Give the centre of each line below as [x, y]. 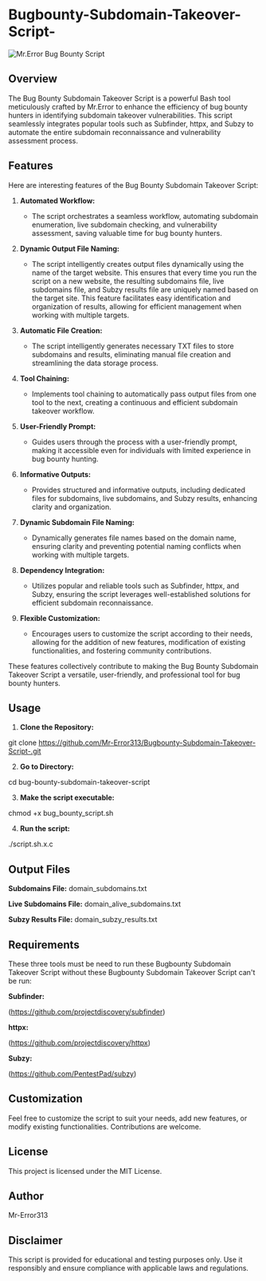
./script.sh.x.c [31, 844]
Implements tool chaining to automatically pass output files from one [144, 394]
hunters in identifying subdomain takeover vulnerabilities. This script [121, 115]
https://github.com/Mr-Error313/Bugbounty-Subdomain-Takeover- [147, 743]
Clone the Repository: [57, 727]
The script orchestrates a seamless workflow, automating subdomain [145, 216]
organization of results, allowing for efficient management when [136, 306]
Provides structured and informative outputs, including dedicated [138, 490]
